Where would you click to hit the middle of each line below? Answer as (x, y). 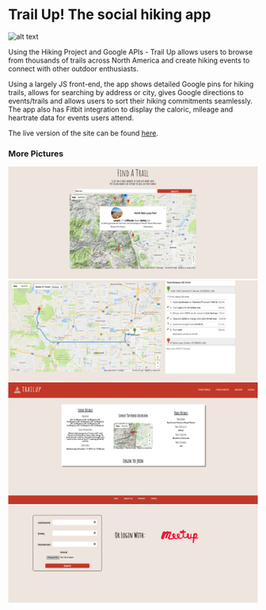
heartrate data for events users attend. (71, 117)
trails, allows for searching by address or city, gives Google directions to (126, 92)
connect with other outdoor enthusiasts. (74, 68)
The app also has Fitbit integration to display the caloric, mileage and (121, 109)
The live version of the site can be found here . (83, 133)
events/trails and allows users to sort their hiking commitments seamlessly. (131, 101)
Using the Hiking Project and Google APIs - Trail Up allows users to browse (131, 51)
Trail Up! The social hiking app (110, 15)
